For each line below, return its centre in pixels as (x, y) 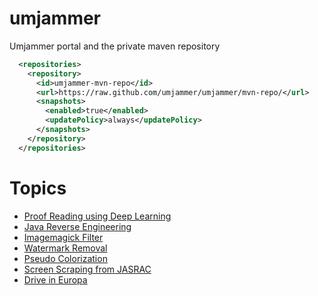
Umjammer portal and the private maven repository (115, 46)
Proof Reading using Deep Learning (97, 216)
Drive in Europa (55, 279)
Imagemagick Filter (63, 237)
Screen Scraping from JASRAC (87, 269)
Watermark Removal (65, 248)
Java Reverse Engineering (77, 226)
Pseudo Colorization (65, 258)
